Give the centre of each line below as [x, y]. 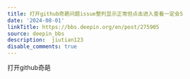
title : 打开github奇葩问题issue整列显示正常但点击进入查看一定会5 [95, 14]
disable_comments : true [42, 47]
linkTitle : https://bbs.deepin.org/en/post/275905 [83, 27]
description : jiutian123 [45, 40]
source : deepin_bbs [36, 34]
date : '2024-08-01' [36, 20]
